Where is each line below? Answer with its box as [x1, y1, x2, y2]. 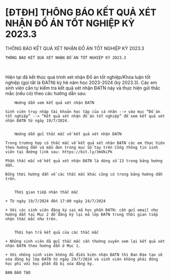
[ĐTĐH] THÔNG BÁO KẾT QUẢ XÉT [5, 7, 157, 18]
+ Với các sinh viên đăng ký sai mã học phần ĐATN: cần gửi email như [5, 207, 158, 213]
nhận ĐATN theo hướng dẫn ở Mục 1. [5, 243, 81, 248]
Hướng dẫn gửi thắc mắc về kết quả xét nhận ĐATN [14, 131, 122, 136]
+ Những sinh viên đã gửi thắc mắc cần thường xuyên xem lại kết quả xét [5, 239, 165, 244]
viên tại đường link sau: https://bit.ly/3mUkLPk [5, 149, 113, 154]
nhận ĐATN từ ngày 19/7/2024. [5, 118, 70, 123]
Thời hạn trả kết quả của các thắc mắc [14, 229, 99, 235]
